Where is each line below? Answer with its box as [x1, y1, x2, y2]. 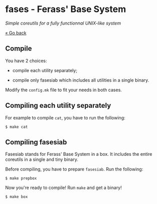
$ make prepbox [5, 176, 37, 181]
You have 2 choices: [5, 58, 47, 64]
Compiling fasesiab [5, 138, 67, 146]
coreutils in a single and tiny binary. [5, 156, 79, 162]
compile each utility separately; [12, 67, 78, 73]
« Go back [5, 30, 27, 36]
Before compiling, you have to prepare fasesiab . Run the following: [5, 166, 143, 172]
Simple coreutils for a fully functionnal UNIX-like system [5, 20, 121, 26]
